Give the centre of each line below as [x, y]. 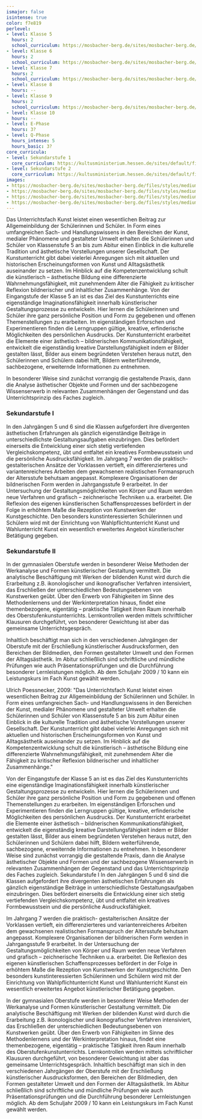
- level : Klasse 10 [31, 113]
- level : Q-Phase [28, 135]
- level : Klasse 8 [29, 85]
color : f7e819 [24, 23]
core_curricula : [26, 152]
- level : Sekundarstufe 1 [38, 157]
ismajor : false [25, 12]
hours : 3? [24, 130]
